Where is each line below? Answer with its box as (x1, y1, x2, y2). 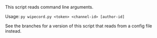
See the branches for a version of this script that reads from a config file (5, 23, 152, 29)
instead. (5, 28, 22, 34)
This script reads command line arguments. (5, 4, 94, 10)
